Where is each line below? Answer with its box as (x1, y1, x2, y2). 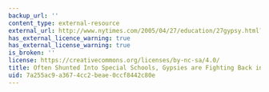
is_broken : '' (8, 49, 56, 57)
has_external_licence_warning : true (8, 34, 130, 42)
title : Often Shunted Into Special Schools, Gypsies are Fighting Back (8, 64, 252, 72)
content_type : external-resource (8, 19, 120, 27)
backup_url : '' (8, 11, 59, 20)
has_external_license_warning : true (8, 42, 130, 50)
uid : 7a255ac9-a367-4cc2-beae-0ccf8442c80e (8, 71, 156, 79)
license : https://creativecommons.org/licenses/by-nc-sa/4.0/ (8, 57, 220, 65)
